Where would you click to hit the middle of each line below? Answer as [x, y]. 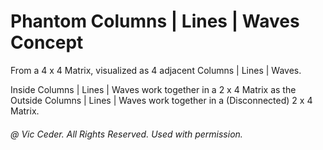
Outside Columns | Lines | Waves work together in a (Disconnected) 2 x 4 [161, 100]
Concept [47, 42]
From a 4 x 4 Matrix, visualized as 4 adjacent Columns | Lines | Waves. [156, 70]
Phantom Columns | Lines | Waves [155, 21]
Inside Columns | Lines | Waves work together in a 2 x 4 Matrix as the [153, 89]
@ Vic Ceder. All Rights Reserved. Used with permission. [126, 134]
